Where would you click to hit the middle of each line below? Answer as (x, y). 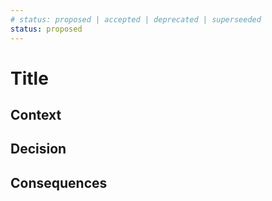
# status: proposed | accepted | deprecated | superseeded (136, 19)
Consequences (59, 182)
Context (36, 115)
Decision (38, 149)
